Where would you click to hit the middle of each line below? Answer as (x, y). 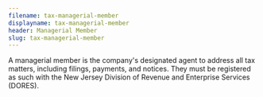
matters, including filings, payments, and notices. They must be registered (130, 69)
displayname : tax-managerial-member (69, 23)
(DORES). (24, 86)
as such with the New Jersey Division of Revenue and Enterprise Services (129, 77)
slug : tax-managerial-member (56, 38)
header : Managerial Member (53, 30)
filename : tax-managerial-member (64, 16)
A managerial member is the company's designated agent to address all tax (132, 60)
